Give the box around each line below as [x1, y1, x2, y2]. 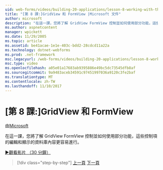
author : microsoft [5, 16, 42, 21]
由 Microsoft [5, 123, 29, 129]
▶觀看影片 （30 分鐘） [5, 150, 51, 155]
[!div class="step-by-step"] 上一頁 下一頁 [16, 160, 100, 166]
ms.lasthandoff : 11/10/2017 [5, 83, 62, 89]
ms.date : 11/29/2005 [5, 34, 47, 39]
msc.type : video [5, 61, 38, 66]
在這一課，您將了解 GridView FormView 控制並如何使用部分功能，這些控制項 [5, 133, 158, 139]
